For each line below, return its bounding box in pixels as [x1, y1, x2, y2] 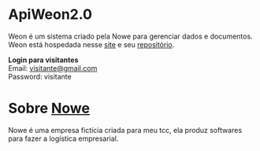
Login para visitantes [8, 55, 79, 64]
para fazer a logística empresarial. [8, 134, 119, 143]
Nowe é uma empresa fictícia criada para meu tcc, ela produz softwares [8, 125, 243, 134]
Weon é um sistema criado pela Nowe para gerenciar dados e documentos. [8, 31, 254, 41]
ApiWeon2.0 [8, 6, 93, 24]
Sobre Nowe [8, 100, 91, 117]
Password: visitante [8, 72, 72, 81]
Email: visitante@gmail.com [8, 63, 98, 72]
